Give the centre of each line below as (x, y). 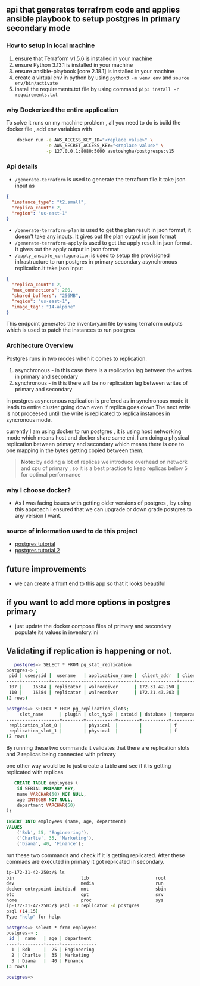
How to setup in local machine (51, 45)
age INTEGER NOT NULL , (45, 800)
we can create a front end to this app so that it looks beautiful (90, 583)
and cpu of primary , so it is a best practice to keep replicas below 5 (104, 468)
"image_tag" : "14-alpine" (44, 307)
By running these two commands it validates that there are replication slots (98, 748)
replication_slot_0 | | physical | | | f (93, 725)
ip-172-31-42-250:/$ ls (36, 872)
